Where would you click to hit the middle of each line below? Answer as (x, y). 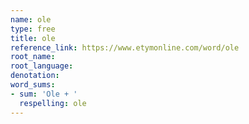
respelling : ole (53, 103)
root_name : (33, 57)
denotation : (35, 76)
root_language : (42, 66)
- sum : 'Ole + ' (44, 94)
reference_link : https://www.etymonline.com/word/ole (125, 47)
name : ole (31, 19)
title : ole (33, 38)
